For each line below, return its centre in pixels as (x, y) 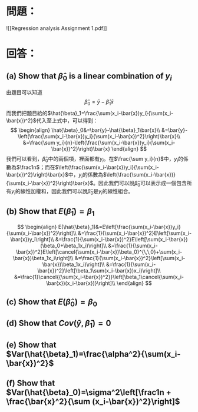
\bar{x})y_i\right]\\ (32, 240)
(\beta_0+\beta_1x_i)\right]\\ (74, 246)
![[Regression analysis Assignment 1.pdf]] (57, 28)
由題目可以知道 (24, 92)
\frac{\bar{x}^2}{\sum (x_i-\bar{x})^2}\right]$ (93, 402)
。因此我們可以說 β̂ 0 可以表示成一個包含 (140, 184)
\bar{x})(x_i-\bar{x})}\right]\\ (81, 283)
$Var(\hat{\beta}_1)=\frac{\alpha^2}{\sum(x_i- (93, 354)
